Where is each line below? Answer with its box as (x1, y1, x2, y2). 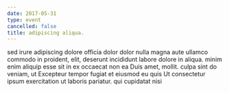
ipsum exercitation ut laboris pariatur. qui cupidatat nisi (7, 77, 162, 86)
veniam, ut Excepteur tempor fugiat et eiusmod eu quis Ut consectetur (7, 70, 206, 78)
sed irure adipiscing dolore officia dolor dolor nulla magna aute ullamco (7, 48, 208, 56)
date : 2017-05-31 (7, 10, 57, 17)
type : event (7, 16, 41, 23)
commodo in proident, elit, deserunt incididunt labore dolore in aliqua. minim (7, 56, 223, 64)
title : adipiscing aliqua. (7, 29, 84, 36)
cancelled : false (7, 23, 57, 30)
